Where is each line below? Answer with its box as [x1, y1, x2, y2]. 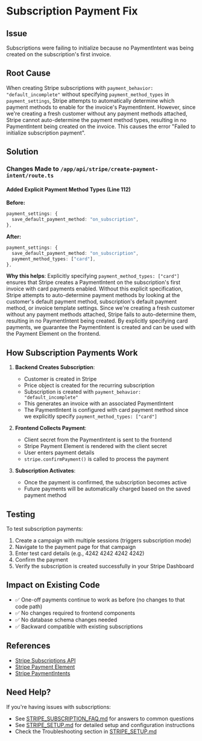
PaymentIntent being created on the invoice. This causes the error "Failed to [6, 123, 196, 130]
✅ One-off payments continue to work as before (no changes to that [14, 596, 185, 603]
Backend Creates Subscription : [14, 364, 95, 371]
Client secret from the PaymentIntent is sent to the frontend [24, 436, 172, 443]
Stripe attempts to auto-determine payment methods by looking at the [6, 292, 180, 299]
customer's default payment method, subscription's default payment [6, 298, 177, 306]
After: [6, 233, 22, 240]
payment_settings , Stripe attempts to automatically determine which [6, 97, 175, 104]
